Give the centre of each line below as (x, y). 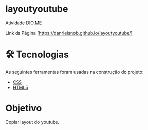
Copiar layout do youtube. (32, 122)
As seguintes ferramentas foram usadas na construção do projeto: (75, 72)
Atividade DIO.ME (24, 23)
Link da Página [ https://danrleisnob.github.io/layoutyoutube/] (69, 33)
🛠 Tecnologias (37, 55)
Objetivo (24, 108)
